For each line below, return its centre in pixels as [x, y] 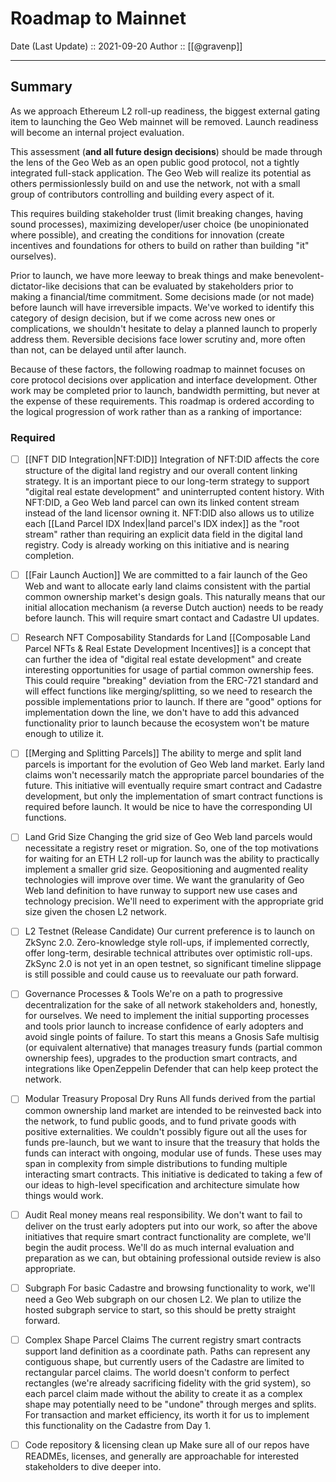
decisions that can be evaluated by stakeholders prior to [177, 286]
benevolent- [299, 275]
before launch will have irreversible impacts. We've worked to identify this [162, 307]
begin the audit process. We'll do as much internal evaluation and [159, 1247]
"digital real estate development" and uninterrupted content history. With [174, 492]
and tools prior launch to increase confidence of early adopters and [164, 1026]
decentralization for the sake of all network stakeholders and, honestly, [171, 1005]
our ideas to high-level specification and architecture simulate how [162, 1184]
